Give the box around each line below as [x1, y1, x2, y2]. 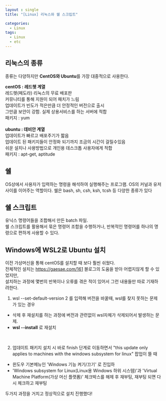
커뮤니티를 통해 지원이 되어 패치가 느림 [5, 96, 79, 102]
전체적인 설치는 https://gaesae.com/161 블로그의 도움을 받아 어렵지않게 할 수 [5, 266, 155, 272]
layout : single [5, 7, 39, 12]
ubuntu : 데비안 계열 [5, 126, 45, 132]
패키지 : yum [5, 115, 30, 121]
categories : [5, 21, 30, 26]
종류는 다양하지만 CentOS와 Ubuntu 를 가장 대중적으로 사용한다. [5, 73, 130, 79]
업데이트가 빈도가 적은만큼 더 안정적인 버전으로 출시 [5, 102, 105, 108]
